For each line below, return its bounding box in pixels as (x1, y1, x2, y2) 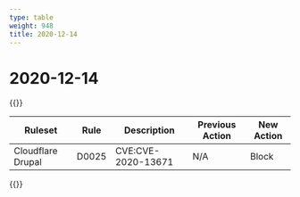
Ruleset (24, 124, 58, 136)
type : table (9, 12, 54, 22)
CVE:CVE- (114, 144, 161, 157)
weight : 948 (9, 21, 54, 30)
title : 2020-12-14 (9, 29, 78, 38)
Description (123, 124, 176, 136)
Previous (197, 119, 237, 131)
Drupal (13, 156, 42, 168)
